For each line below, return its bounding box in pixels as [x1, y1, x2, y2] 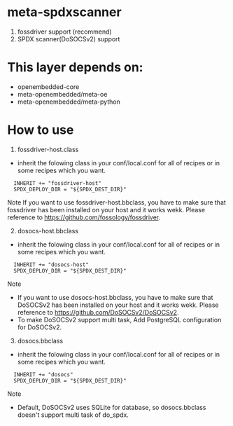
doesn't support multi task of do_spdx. [17, 411, 129, 419]
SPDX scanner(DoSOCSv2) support [17, 34, 120, 43]
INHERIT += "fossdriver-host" [13, 179, 101, 186]
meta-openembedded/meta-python [17, 97, 120, 106]
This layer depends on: [7, 60, 143, 76]
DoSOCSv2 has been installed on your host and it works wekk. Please [17, 301, 219, 309]
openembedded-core [17, 82, 80, 91]
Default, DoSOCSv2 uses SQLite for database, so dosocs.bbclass [17, 403, 206, 411]
